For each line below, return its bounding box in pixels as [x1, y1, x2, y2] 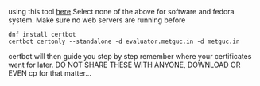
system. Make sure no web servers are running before [8, 15, 186, 25]
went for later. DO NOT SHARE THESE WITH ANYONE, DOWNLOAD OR [8, 60, 241, 69]
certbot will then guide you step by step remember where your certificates [8, 52, 252, 61]
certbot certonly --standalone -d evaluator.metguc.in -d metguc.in [8, 37, 240, 45]
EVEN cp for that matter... [8, 68, 91, 78]
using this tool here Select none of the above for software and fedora [8, 7, 235, 16]
